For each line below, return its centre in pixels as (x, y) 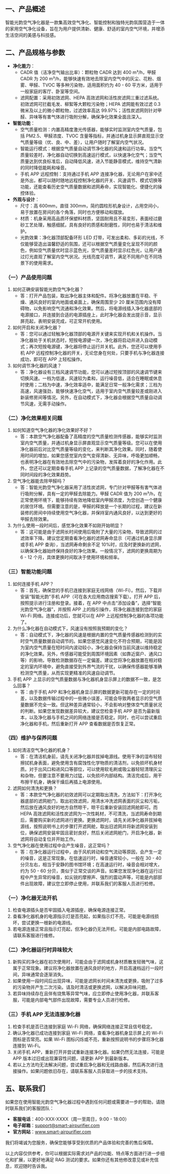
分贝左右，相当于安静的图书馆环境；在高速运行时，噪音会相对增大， (91, 864)
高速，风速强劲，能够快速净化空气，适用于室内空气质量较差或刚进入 (91, 391)
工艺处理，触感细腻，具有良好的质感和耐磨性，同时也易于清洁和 (91, 225)
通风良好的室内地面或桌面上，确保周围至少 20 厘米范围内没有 (93, 302)
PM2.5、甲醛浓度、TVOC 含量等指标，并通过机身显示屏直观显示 (93, 136)
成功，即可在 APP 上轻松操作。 (52, 359)
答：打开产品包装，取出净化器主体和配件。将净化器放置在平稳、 (87, 295)
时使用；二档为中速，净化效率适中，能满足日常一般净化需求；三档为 (91, 384)
